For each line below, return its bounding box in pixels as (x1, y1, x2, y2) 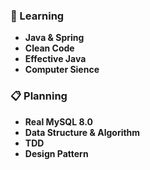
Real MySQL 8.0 (24, 115, 93, 128)
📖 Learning (10, 9, 65, 23)
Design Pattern (24, 147, 89, 159)
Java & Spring (24, 32, 85, 44)
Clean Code (24, 42, 75, 54)
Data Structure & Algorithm (24, 126, 141, 138)
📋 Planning (10, 89, 68, 103)
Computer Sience (24, 64, 100, 76)
